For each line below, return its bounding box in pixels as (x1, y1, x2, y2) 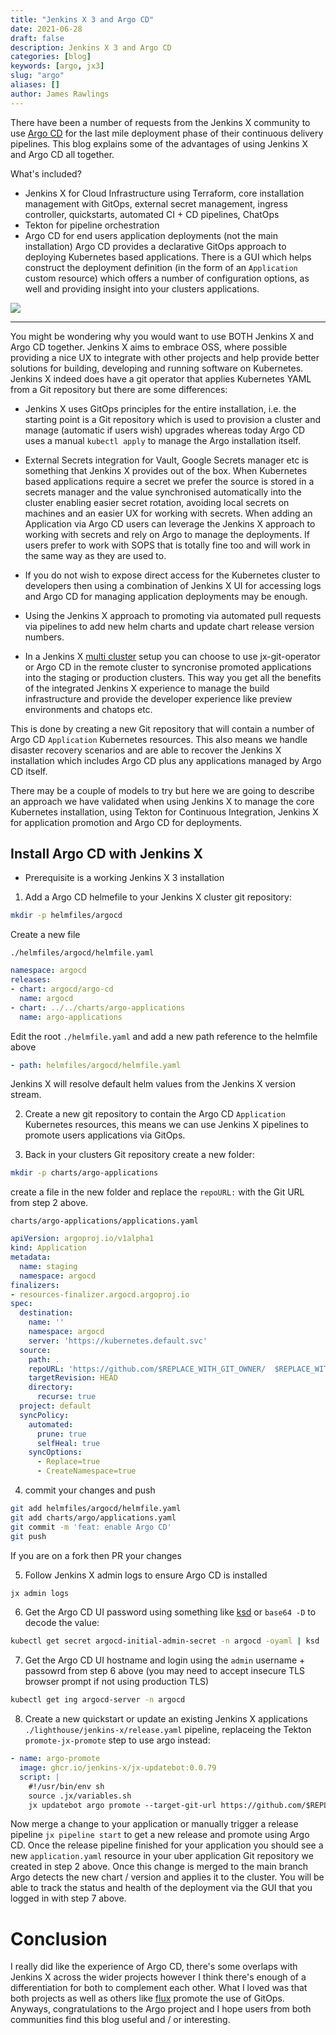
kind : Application (10, 1243, 87, 1253)
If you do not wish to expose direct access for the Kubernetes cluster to (24, 569, 321, 581)
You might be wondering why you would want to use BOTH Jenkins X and (10, 330, 315, 342)
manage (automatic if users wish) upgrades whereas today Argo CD (24, 424, 306, 436)
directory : (28, 1382, 74, 1393)
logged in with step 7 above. (10, 1892, 127, 1905)
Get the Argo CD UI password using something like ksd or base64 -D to (24, 1606, 317, 1618)
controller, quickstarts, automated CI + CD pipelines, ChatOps (24, 208, 280, 220)
